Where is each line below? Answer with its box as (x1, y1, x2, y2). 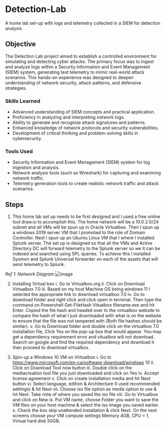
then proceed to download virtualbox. (12, 344, 90, 350)
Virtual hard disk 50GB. (12, 418, 60, 424)
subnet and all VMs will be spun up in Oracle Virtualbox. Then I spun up (12, 224, 160, 230)
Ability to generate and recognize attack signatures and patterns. (12, 119, 146, 125)
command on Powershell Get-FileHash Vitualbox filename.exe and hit (12, 302, 155, 308)
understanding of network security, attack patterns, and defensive (5, 79, 142, 85)
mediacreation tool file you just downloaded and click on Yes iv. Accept (12, 370, 159, 376)
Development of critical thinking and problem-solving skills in (12, 130, 139, 136)
